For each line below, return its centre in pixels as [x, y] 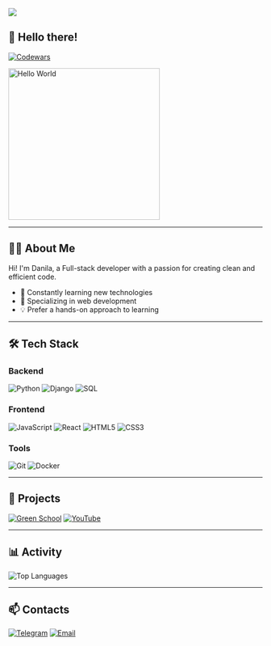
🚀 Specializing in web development [78, 301]
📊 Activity [35, 553]
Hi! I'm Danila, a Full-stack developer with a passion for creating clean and [132, 268]
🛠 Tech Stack [44, 344]
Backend [26, 370]
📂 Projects [35, 498]
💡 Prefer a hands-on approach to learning [90, 309]
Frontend [27, 410]
